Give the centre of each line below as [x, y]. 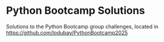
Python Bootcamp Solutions [76, 11]
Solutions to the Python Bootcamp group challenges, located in [82, 26]
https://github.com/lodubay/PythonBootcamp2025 [67, 32]
